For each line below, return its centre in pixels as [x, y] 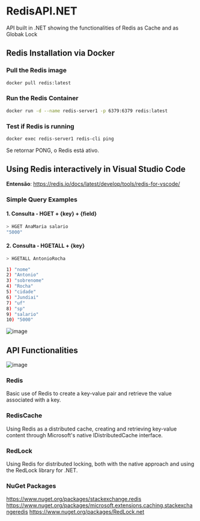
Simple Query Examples [42, 199]
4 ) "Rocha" [20, 286]
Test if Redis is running [40, 126]
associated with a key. [34, 400]
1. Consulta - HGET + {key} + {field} [52, 214]
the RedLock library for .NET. [42, 470]
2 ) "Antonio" [23, 275]
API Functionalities [42, 350]
